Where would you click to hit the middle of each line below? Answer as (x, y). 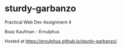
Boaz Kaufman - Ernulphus (32, 31)
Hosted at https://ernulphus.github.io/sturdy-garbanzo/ (61, 41)
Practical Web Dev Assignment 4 (38, 22)
